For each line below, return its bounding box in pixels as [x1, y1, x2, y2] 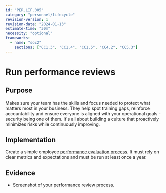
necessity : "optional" [5, 31, 53, 36]
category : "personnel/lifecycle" [5, 12, 75, 17]
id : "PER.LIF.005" [5, 7, 44, 13]
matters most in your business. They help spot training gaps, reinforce [5, 105, 150, 111]
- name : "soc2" [10, 40, 42, 45]
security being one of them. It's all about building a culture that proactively [5, 116, 159, 122]
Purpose [5, 86, 33, 95]
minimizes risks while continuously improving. [5, 121, 100, 127]
